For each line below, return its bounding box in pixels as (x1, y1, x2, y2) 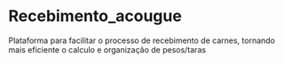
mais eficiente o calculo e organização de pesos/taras (8, 44, 206, 54)
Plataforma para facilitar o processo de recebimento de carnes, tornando (8, 35, 276, 46)
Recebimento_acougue (8, 6, 183, 26)
